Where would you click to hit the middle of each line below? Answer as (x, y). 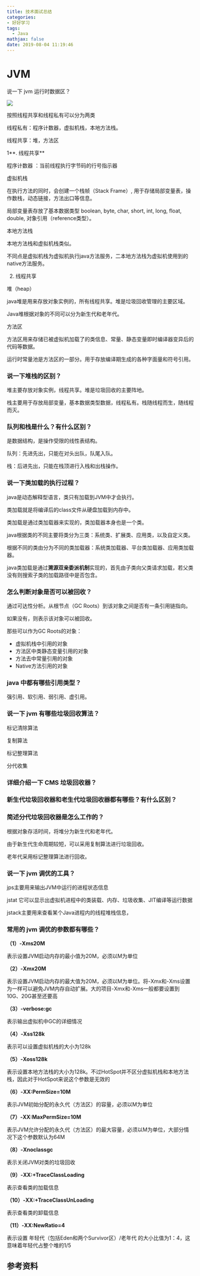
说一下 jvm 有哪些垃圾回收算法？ (53, 714)
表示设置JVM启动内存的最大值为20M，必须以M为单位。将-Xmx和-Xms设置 (99, 981)
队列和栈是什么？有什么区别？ (50, 427)
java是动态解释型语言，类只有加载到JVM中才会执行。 (72, 497)
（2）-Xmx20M (26, 969)
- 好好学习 (18, 23)
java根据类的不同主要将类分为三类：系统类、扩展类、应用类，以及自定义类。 (100, 535)
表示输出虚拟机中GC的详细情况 (45, 1021)
